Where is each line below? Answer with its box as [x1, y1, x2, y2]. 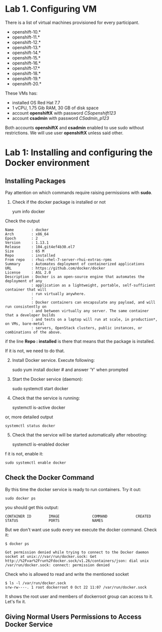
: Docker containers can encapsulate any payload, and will [31, 300, 156, 305]
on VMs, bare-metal [5, 321, 45, 326]
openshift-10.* [12, 29, 41, 35]
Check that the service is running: [12, 395, 80, 401]
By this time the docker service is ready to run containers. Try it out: [5, 486, 142, 492]
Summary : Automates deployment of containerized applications [5, 261, 145, 266]
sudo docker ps [5, 496, 36, 501]
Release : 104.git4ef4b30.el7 [5, 244, 75, 249]
